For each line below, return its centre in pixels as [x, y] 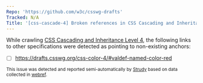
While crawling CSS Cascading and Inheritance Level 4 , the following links [99, 40]
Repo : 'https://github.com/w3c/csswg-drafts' [64, 12]
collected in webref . [27, 75]
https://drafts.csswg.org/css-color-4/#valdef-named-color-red [93, 58]
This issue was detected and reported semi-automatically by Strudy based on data [92, 70]
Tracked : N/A [23, 17]
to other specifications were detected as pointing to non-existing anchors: [98, 46]
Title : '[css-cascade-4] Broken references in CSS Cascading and [90, 23]
